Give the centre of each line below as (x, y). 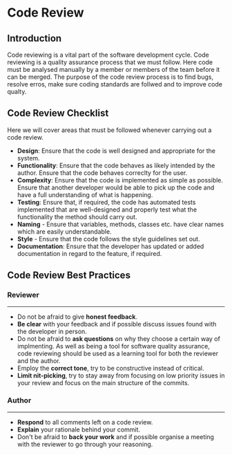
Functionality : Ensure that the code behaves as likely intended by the (116, 165)
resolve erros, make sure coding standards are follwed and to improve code (115, 84)
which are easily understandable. (64, 231)
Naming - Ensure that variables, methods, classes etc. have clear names (120, 224)
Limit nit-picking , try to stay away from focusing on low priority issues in (121, 375)
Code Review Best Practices (69, 276)
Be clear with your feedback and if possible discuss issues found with (117, 324)
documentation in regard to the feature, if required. (89, 253)
